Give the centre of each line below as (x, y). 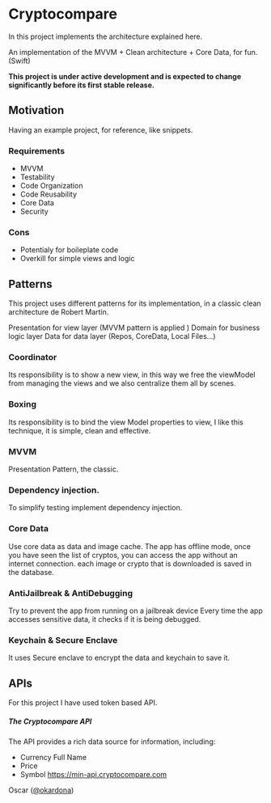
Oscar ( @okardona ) (41, 790)
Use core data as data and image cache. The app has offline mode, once (130, 546)
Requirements (37, 150)
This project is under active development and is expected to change (125, 76)
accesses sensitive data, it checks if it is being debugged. (105, 619)
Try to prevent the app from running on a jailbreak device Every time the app (135, 611)
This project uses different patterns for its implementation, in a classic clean (135, 303)
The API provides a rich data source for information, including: (112, 742)
